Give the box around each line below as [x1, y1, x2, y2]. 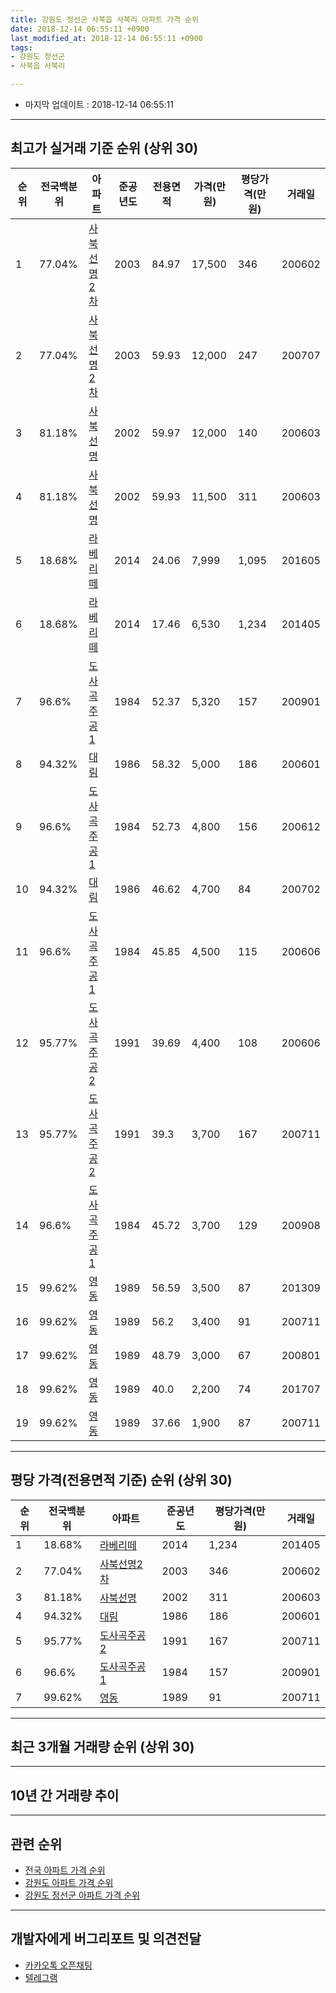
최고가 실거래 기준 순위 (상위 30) [10, 140, 199, 157]
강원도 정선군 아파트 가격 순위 [24, 1889, 140, 1901]
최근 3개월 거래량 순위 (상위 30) [10, 1739, 195, 1756]
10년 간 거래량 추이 [10, 1787, 120, 1804]
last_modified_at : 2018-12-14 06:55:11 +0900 [10, 33, 203, 43]
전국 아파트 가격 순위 [24, 1864, 106, 1876]
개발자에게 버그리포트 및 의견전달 [10, 1931, 202, 1948]
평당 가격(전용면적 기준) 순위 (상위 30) [10, 1472, 233, 1489]
